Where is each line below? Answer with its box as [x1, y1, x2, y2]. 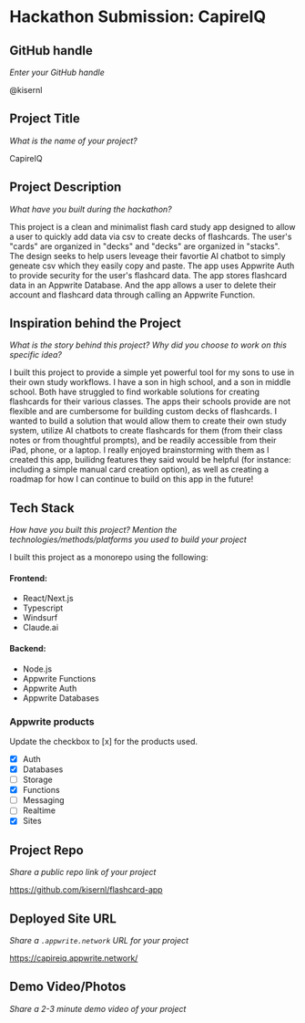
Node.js [22, 663, 53, 674]
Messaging [22, 795, 66, 806]
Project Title [9, 111, 80, 127]
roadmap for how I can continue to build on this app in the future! [9, 474, 254, 485]
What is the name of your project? [9, 135, 138, 146]
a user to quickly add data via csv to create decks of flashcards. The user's [9, 231, 292, 242]
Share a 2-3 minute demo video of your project [9, 1003, 187, 1014]
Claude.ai [22, 622, 59, 633]
